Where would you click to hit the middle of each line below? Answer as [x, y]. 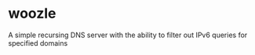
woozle [32, 14]
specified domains [38, 43]
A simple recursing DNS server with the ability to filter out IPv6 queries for [128, 35]
